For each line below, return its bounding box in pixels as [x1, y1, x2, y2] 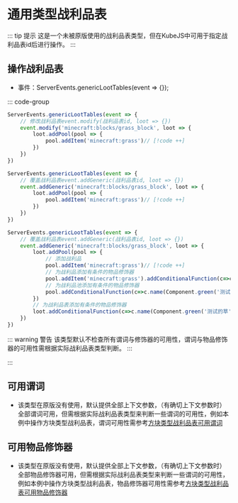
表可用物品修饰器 [17, 487, 68, 497]
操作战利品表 [7, 63, 64, 75]
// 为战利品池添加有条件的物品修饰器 [45, 282, 140, 289]
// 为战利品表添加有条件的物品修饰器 [33, 302, 127, 309]
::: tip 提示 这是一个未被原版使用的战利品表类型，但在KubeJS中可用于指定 [7, 31, 222, 40]
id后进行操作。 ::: [25, 40, 76, 48]
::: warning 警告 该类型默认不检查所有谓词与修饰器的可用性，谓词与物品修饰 [7, 335, 228, 343]
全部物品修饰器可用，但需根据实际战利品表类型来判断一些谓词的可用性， [17, 470, 229, 479]
